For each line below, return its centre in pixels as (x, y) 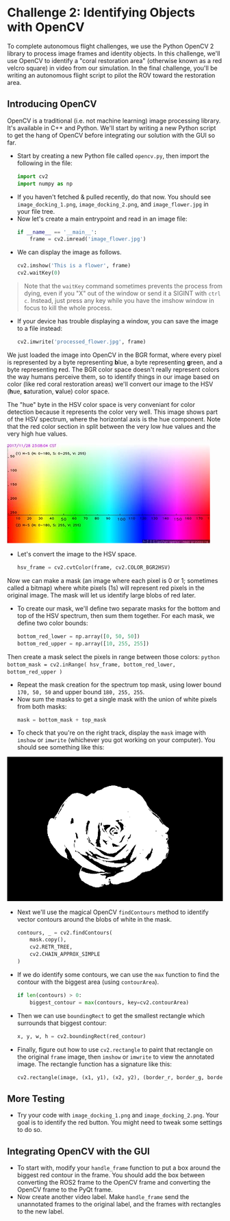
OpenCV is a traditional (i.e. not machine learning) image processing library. (114, 121)
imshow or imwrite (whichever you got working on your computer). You (116, 740)
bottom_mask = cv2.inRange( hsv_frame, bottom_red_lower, (91, 665)
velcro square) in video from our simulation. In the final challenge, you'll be (112, 68)
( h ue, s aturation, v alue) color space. (59, 391)
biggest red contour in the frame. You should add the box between (111, 1175)
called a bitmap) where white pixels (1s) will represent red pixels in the (106, 588)
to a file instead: (40, 328)
